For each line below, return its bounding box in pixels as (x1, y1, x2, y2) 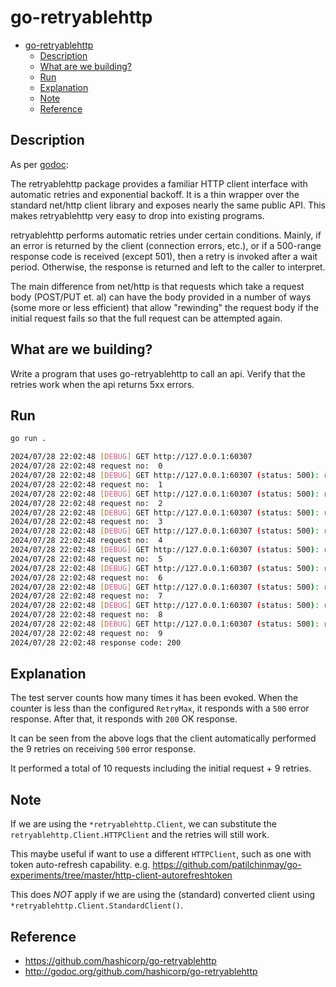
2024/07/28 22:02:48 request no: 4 (10, 536, 163, 546)
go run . (10, 434, 47, 444)
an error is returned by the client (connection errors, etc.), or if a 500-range (10, 239, 322, 251)
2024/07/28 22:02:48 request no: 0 (10, 461, 163, 471)
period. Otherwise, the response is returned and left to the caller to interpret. (10, 261, 326, 273)
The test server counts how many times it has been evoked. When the (10, 692, 299, 704)
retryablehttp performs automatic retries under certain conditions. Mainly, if (10, 229, 322, 241)
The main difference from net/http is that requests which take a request (10, 280, 305, 292)
